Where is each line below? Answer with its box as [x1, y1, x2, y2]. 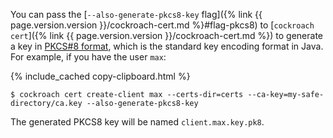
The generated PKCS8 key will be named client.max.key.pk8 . [10, 116, 265, 128]
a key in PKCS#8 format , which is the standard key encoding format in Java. [10, 40, 324, 52]
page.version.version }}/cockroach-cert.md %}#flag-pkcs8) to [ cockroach [10, 19, 315, 31]
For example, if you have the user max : [10, 51, 167, 63]
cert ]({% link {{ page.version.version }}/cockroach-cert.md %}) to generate [10, 30, 324, 41]
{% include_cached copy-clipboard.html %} [10, 70, 191, 82]
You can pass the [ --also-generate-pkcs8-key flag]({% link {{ [10, 9, 263, 20]
